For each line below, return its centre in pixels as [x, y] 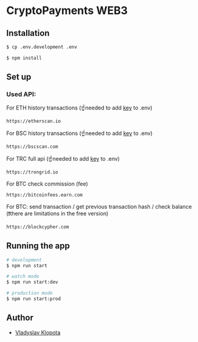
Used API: [21, 94]
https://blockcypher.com [38, 227]
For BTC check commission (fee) [47, 184]
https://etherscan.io [34, 121]
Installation [28, 33]
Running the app [38, 246]
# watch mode [23, 277]
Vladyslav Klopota [38, 332]
